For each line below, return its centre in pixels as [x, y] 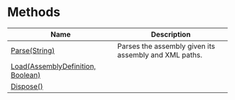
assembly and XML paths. [160, 55]
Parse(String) [33, 50]
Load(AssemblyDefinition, [54, 66]
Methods [34, 12]
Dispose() [27, 86]
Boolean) [26, 75]
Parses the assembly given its [166, 46]
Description [171, 34]
